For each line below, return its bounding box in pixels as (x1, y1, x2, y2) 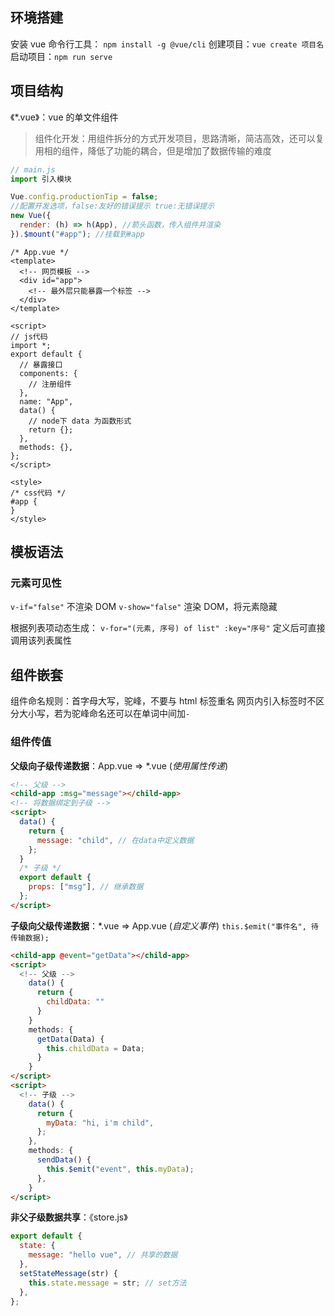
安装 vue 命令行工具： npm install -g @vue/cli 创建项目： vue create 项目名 (10, 38, 325, 50)
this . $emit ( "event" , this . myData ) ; (46, 1164, 195, 1174)
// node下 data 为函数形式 (28, 416, 132, 426)
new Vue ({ (10, 211, 52, 221)
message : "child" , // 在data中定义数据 (36, 835, 195, 845)
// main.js (10, 164, 56, 175)
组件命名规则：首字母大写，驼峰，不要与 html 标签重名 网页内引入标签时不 (10, 695, 317, 707)
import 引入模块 (10, 174, 72, 184)
